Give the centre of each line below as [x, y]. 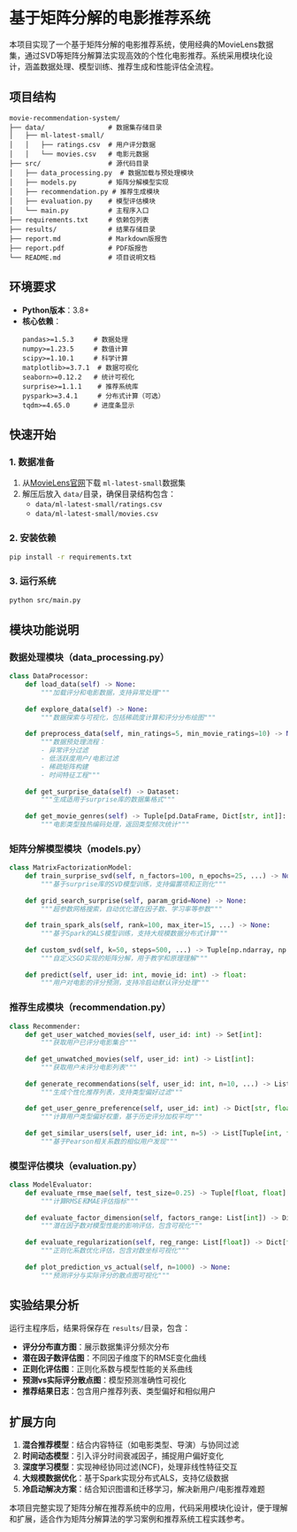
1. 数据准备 [32, 461]
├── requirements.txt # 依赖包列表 [79, 220]
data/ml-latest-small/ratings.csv [99, 505]
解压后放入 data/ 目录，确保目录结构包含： [99, 494]
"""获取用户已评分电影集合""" [89, 1043]
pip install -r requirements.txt [71, 557]
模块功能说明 [44, 630]
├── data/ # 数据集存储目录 [86, 128]
